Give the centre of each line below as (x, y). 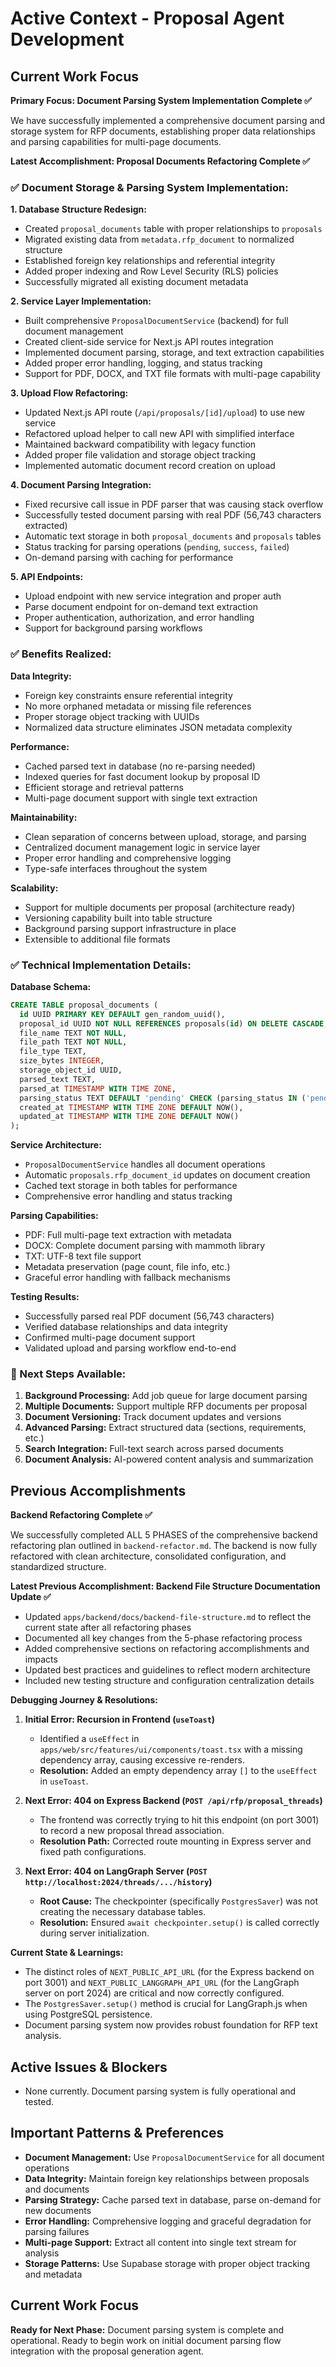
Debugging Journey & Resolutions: (84, 1700)
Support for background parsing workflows (113, 628)
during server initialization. (94, 1933)
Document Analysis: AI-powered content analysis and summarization (169, 1459)
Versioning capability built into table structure (118, 918)
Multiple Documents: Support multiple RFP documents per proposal (166, 1406)
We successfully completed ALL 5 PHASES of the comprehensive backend (164, 1535)
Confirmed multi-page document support (110, 1338)
